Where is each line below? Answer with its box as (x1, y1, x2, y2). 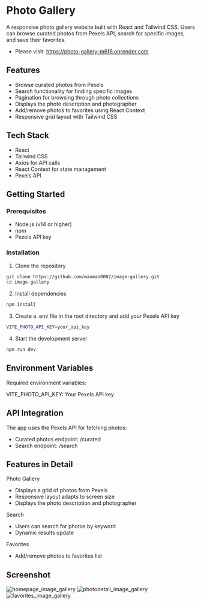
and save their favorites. (6, 36, 66, 43)
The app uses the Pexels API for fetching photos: (6, 424, 127, 431)
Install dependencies (14, 290, 67, 297)
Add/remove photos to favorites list (14, 552, 103, 559)
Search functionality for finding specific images (14, 88, 133, 95)
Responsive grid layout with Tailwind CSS (14, 113, 118, 120)
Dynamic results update (14, 529, 74, 537)
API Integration (6, 408, 64, 419)
